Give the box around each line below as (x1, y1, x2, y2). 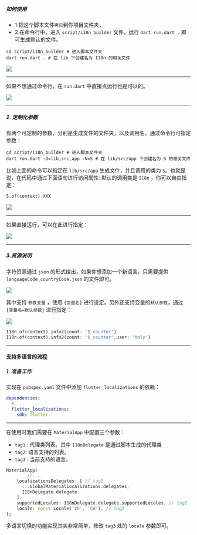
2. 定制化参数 (6, 113, 38, 120)
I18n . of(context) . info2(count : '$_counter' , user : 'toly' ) (6, 334, 151, 340)
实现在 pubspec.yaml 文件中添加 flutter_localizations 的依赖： (6, 384, 160, 391)
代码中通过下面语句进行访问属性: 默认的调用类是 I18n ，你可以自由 (21, 174, 182, 181)
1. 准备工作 (6, 367, 32, 375)
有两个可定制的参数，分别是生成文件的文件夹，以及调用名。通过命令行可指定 (6, 129, 191, 136)
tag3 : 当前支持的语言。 (14, 455, 72, 463)
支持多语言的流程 (6, 353, 47, 360)
